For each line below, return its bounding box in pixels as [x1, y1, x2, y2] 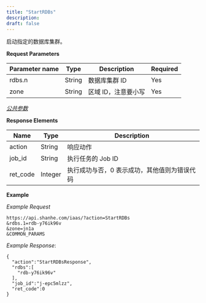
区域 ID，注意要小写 [88, 88, 145, 96]
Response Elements [6, 117, 58, 125]
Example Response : [6, 242, 56, 249]
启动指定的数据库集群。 [6, 38, 66, 45]
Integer [40, 170, 61, 178]
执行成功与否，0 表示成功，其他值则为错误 [67, 166, 190, 175]
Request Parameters [6, 50, 60, 58]
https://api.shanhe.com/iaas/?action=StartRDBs [6, 215, 131, 221]
